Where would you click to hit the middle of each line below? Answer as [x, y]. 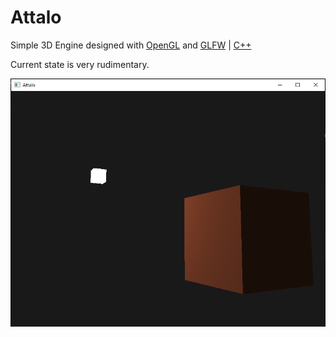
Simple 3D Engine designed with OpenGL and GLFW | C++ [131, 45]
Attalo [36, 17]
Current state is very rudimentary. [80, 64]
